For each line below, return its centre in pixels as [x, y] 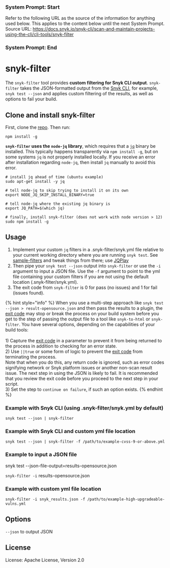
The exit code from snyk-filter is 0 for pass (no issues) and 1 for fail [85, 287]
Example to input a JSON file [41, 454]
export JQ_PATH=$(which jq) [35, 208]
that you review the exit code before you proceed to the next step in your [82, 378]
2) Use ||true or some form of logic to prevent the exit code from [74, 351]
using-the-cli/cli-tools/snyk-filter [39, 35]
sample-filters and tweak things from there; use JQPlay [70, 260]
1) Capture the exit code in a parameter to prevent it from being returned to [83, 340]
